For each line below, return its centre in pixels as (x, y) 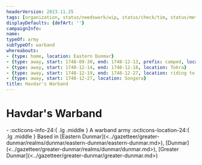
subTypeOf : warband (31, 45)
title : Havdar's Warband (37, 84)
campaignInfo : (24, 28)
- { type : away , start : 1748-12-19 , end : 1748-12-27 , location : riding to (101, 73)
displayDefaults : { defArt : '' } (45, 23)
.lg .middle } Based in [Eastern (44, 136)
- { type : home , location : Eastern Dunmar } (60, 56)
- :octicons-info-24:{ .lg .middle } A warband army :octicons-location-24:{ (98, 130)
